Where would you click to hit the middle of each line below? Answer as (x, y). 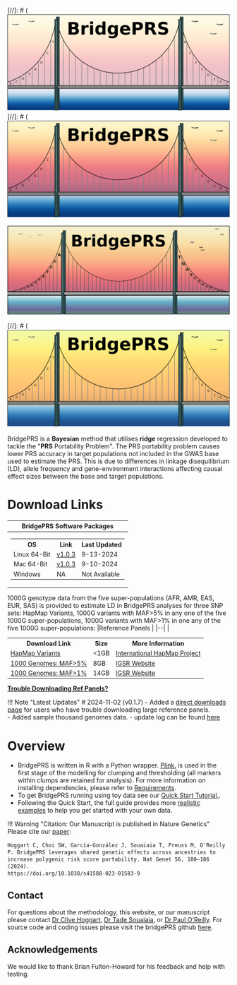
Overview (36, 746)
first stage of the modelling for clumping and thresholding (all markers (119, 773)
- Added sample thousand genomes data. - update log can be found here (114, 717)
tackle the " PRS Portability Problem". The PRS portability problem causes (114, 446)
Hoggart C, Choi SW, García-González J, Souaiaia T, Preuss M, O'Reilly (116, 846)
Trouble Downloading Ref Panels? (58, 688)
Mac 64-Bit (31, 564)
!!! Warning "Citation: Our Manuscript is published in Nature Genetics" (109, 824)
